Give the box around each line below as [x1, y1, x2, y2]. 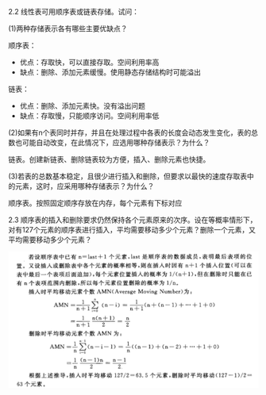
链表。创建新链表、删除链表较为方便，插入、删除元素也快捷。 [8, 155, 210, 164]
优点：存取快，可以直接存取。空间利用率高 [19, 58, 160, 67]
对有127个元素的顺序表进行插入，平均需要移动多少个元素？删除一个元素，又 [8, 225, 256, 234]
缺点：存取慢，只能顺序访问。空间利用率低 [19, 111, 160, 121]
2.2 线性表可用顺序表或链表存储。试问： [8, 7, 140, 16]
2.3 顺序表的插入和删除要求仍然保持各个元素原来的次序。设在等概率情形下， [8, 215, 257, 224]
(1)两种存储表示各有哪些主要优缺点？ [8, 24, 128, 33]
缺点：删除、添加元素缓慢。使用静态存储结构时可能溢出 [19, 67, 201, 77]
